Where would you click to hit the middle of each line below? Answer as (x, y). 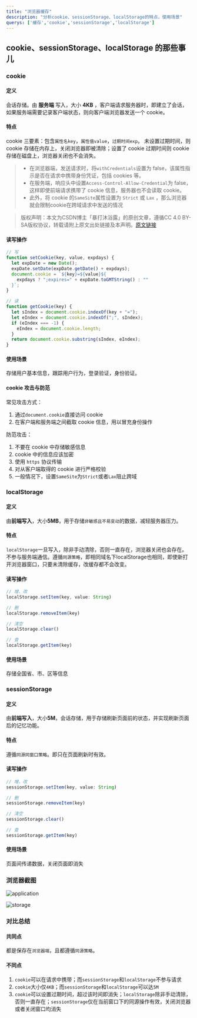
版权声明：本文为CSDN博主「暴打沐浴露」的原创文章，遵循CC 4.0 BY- (106, 218)
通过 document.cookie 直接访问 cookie (59, 414)
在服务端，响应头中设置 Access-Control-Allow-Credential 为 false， (110, 183)
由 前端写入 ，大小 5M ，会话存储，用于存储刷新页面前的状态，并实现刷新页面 (98, 718)
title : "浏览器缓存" (29, 11)
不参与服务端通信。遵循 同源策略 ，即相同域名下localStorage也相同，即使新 (95, 557)
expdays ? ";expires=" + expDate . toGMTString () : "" (83, 280)
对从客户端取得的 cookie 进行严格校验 (60, 469)
